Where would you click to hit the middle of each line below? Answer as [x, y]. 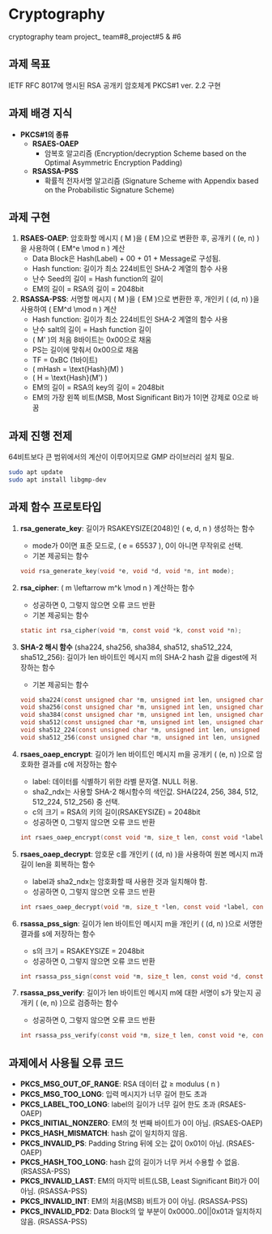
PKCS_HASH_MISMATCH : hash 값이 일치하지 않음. [104, 1133]
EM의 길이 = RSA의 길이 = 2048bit [88, 289]
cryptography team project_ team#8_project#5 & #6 [95, 37]
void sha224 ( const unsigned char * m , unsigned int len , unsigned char [142, 700]
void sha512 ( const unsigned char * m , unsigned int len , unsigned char [142, 723]
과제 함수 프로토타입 [55, 507]
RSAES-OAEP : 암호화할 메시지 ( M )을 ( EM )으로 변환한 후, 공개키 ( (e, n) [137, 238]
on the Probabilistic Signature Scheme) [109, 190]
